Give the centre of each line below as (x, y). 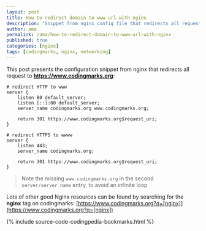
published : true (27, 40)
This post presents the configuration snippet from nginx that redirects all (98, 69)
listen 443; (32, 145)
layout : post (23, 12)
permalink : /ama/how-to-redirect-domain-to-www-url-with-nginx (89, 35)
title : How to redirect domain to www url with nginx (77, 18)
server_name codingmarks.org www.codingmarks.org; (83, 108)
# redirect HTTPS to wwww (39, 135)
